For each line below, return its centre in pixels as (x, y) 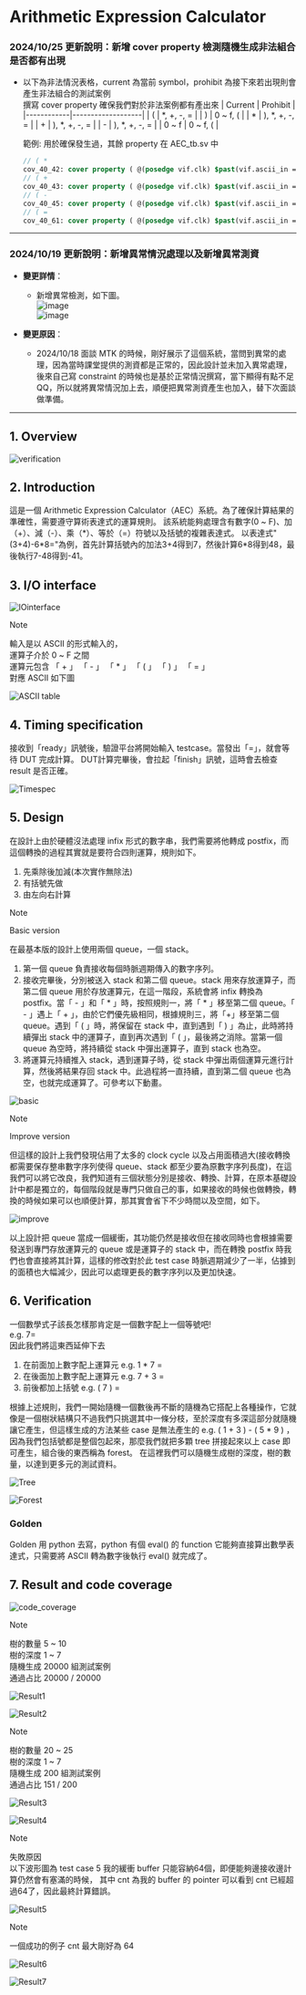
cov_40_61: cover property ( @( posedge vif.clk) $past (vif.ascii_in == (161, 221)
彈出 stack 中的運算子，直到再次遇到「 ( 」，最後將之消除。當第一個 (157, 1036)
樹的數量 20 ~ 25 (41, 1750)
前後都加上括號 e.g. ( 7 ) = (71, 1387)
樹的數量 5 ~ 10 (38, 1643)
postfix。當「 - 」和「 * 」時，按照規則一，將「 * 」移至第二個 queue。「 (159, 1003)
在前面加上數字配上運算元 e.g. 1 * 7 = (92, 1365)
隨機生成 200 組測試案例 (56, 1772)
